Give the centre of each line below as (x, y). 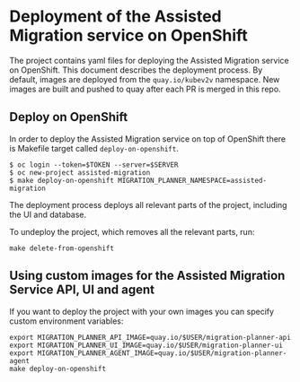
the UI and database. (48, 214)
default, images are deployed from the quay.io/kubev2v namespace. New (145, 79)
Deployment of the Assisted (115, 17)
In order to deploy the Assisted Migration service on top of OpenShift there (148, 139)
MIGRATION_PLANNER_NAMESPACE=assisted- (193, 180)
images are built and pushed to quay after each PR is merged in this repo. (145, 89)
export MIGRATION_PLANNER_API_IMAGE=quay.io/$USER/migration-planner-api (150, 337)
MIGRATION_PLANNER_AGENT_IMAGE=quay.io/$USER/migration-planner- (162, 353)
